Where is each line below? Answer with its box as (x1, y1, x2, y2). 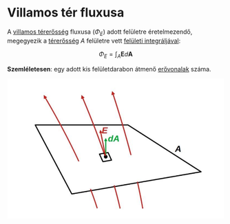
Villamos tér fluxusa (7, 5, 125, 21)
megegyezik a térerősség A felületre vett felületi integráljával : (7, 36, 181, 45)
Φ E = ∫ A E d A (98, 49, 133, 60)
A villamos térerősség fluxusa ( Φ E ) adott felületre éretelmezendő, (7, 27, 193, 37)
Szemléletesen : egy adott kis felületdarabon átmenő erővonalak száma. (7, 65, 211, 73)
